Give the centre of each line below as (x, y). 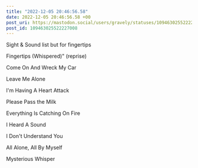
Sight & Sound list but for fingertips (49, 45)
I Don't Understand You (34, 136)
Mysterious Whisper (31, 159)
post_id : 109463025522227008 (42, 28)
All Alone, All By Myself (34, 147)
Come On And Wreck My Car (41, 68)
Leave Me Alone (26, 79)
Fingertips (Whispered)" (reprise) (47, 56)
